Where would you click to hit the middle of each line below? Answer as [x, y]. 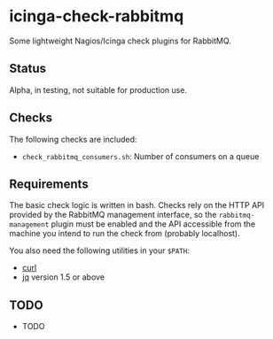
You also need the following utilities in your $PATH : [100, 250]
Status [28, 69]
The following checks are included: [73, 139]
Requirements [49, 184]
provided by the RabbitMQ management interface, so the [113, 215]
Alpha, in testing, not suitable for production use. [98, 89]
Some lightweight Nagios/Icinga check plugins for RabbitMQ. [121, 41]
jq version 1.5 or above [63, 277]
